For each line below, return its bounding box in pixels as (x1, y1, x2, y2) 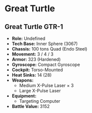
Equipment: (11, 93, 37, 99)
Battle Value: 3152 (11, 104, 50, 109)
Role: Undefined (11, 35, 46, 41)
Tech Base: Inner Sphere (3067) (11, 41, 78, 47)
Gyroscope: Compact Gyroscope (11, 62, 80, 67)
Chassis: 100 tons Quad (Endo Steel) (11, 46, 88, 52)
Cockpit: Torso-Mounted (11, 67, 63, 73)
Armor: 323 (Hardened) (11, 56, 61, 62)
